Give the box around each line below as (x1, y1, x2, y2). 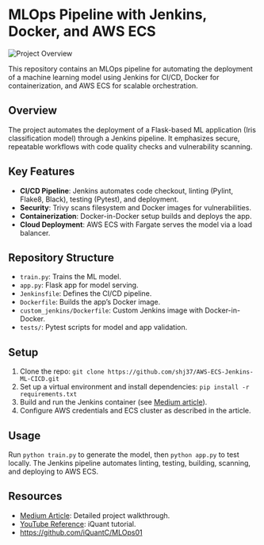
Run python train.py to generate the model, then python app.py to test (8, 450, 239, 459)
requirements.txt (19, 390, 78, 398)
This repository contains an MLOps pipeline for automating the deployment (8, 63, 254, 73)
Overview (8, 104, 58, 117)
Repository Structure (8, 251, 115, 264)
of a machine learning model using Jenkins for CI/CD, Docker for (8, 72, 220, 82)
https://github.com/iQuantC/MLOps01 (19, 528, 143, 537)
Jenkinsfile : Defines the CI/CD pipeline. (19, 289, 152, 298)
